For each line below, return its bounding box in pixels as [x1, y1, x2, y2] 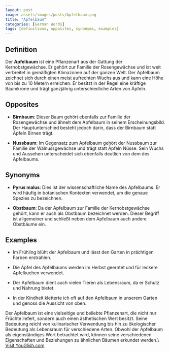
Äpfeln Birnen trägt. [12, 130, 54, 136]
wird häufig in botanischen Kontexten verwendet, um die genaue [12, 189, 148, 196]
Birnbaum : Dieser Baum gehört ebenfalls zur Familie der [12, 114, 131, 120]
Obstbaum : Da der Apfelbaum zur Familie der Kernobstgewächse [12, 205, 150, 211]
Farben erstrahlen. [12, 254, 52, 261]
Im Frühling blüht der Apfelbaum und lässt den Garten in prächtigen [12, 249, 154, 255]
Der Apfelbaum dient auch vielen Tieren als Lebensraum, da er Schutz [12, 280, 160, 286]
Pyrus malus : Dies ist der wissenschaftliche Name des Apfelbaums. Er [12, 184, 160, 190]
